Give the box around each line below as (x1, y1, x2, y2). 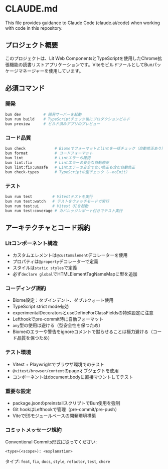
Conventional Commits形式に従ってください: (5, 439, 97, 445)
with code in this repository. (5, 25, 63, 31)
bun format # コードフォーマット (5, 151, 93, 156)
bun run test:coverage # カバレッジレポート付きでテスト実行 (5, 208, 123, 213)
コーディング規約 (5, 285, 46, 292)
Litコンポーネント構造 (5, 240, 58, 247)
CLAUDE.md (5, 3, 58, 15)
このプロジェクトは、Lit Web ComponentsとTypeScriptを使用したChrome (5, 55, 158, 61)
